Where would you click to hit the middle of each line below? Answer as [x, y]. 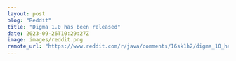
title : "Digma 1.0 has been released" [64, 27]
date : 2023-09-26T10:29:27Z [48, 33]
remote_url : [25, 46]
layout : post [26, 14]
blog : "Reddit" [29, 20]
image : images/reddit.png [45, 40]
